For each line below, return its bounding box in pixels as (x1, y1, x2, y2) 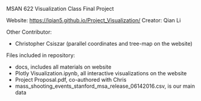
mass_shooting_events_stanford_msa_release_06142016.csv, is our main (14, 82, 195, 90)
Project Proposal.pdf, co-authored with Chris (14, 76, 127, 83)
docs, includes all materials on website (14, 63, 112, 70)
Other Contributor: (6, 28, 53, 35)
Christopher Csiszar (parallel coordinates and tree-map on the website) (14, 40, 193, 47)
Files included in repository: (6, 52, 75, 59)
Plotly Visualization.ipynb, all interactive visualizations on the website (14, 70, 187, 77)
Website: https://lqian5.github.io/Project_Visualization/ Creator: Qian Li (6, 17, 181, 23)
